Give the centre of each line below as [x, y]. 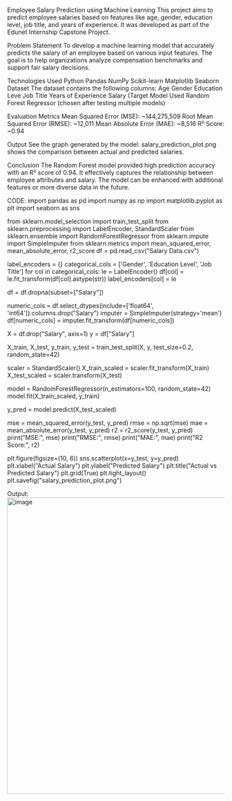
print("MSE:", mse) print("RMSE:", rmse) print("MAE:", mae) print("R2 [105, 438]
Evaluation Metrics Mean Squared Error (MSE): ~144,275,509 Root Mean [110, 116]
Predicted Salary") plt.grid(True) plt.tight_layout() [77, 473]
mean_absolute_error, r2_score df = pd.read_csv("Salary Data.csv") [103, 251]
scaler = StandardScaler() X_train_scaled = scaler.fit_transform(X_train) [108, 368]
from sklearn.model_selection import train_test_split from [88, 221]
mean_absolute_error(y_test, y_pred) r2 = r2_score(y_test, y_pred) [100, 430]
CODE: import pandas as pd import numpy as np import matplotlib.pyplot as [115, 201]
